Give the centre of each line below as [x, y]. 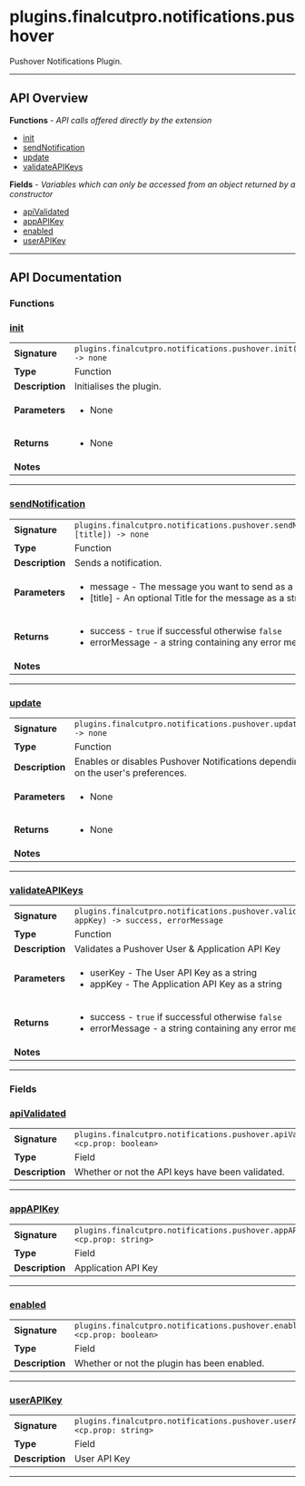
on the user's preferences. [131, 772]
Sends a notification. [118, 562]
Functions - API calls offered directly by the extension [111, 120]
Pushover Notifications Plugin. [66, 61]
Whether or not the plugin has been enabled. [169, 1363]
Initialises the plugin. [118, 386]
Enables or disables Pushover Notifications [165, 761]
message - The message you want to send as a [191, 586]
